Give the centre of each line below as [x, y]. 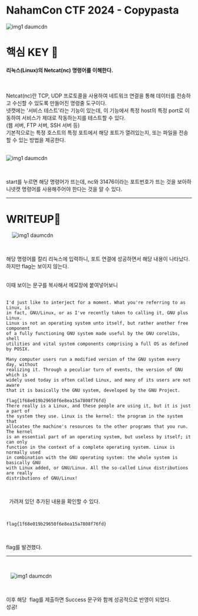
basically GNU [24, 463]
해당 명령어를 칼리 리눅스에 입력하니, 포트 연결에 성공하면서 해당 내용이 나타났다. [98, 259]
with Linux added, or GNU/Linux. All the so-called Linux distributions [97, 468]
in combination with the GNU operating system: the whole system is [92, 458]
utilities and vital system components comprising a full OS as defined [97, 344]
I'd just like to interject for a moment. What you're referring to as [96, 303]
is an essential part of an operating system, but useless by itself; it [99, 437]
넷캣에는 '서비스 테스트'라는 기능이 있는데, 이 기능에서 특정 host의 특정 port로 [95, 110]
